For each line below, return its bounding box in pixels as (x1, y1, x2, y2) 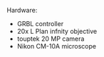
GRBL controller (16, 20, 64, 27)
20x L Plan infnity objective (16, 27, 98, 35)
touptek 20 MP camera (16, 34, 85, 43)
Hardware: (6, 6, 38, 14)
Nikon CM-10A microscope (16, 42, 97, 50)
